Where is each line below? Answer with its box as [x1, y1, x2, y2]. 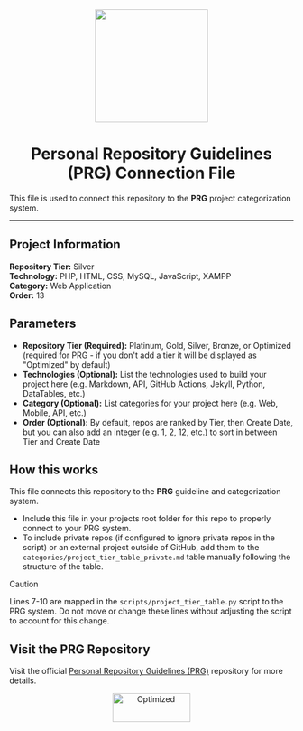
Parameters [9, 316, 77, 332]
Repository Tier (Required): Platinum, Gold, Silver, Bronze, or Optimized [22, 340, 291, 351]
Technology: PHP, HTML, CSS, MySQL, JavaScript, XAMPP [9, 270, 232, 281]
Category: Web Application [9, 280, 112, 291]
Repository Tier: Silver [9, 261, 95, 272]
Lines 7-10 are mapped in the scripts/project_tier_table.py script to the [9, 596, 284, 607]
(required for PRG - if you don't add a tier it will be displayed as [22, 350, 257, 361]
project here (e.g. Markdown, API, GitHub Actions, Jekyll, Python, [22, 379, 266, 389]
